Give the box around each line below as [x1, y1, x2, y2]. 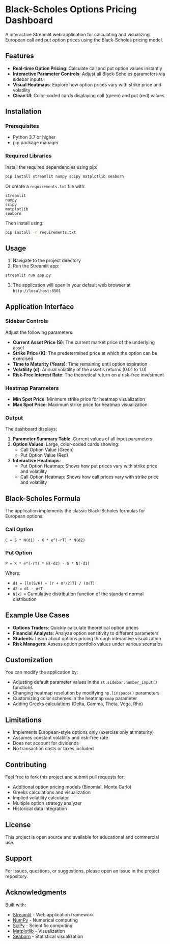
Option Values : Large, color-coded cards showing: [12, 441, 120, 447]
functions [12, 684, 33, 691]
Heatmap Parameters [5, 385, 60, 392]
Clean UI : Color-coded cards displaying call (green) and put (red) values [12, 92, 164, 98]
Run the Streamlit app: [12, 263, 60, 269]
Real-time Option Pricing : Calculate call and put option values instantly [12, 65, 162, 71]
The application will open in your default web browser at [12, 282, 131, 288]
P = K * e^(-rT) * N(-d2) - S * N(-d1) [5, 561, 90, 566]
